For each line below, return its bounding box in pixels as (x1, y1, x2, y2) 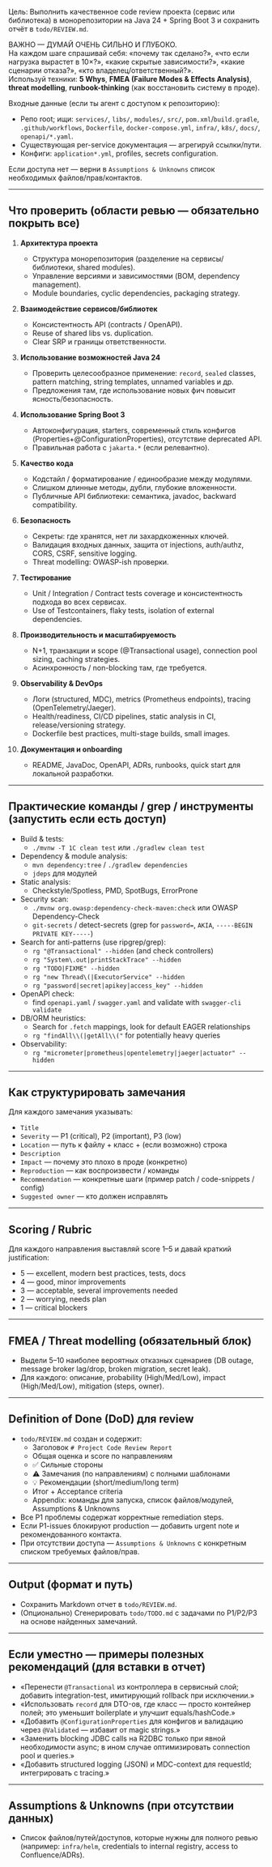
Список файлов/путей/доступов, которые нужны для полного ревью (19, 1833, 258, 1843)
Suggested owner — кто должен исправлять (19, 1191, 168, 1201)
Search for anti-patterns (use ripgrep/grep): (19, 937, 166, 947)
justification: (8, 1253, 50, 1263)
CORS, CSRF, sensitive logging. (32, 548, 138, 558)
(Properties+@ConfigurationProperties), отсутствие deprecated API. (32, 433, 262, 444)
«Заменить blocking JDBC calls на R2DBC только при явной (19, 1733, 226, 1743)
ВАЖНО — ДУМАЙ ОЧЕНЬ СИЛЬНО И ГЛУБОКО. (8, 40, 177, 49)
